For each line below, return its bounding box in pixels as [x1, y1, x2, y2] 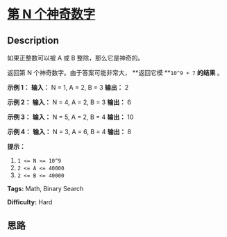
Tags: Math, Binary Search [7, 185, 84, 193]
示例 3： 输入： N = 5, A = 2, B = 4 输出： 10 [7, 113, 134, 121]
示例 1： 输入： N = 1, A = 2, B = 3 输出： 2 [7, 83, 129, 91]
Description [7, 34, 59, 46]
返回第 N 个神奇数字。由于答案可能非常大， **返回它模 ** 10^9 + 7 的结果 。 [7, 69, 224, 76]
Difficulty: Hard [7, 198, 53, 206]
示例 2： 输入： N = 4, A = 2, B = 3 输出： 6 [7, 98, 132, 106]
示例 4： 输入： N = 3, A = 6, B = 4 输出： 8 [7, 128, 132, 136]
